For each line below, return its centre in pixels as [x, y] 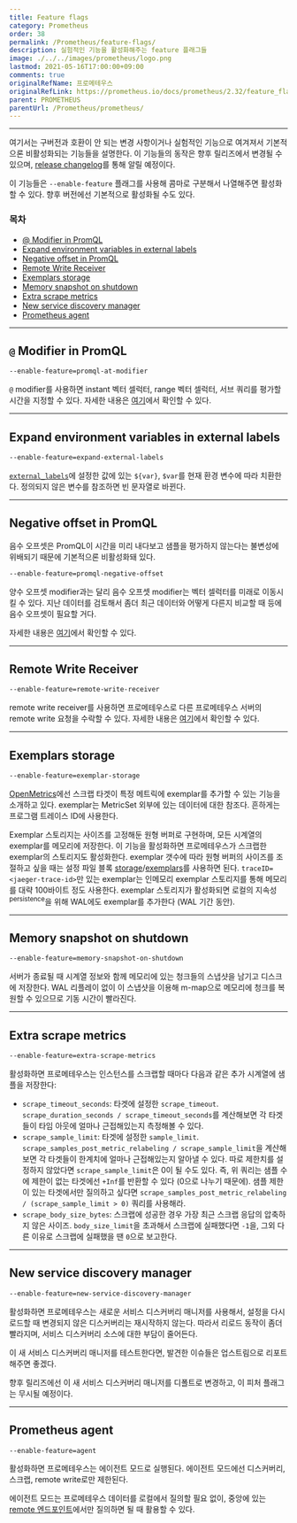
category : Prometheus [49, 26]
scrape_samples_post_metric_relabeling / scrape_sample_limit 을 [142, 1148]
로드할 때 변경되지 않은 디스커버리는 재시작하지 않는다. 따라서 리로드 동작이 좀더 [146, 1322]
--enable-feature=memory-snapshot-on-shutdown [96, 959]
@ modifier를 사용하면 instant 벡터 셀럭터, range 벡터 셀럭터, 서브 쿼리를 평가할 [145, 390]
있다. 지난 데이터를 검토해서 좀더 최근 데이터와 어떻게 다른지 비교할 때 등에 [155, 602]
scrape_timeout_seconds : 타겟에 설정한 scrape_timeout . [120, 1104]
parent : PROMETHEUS [45, 100]
